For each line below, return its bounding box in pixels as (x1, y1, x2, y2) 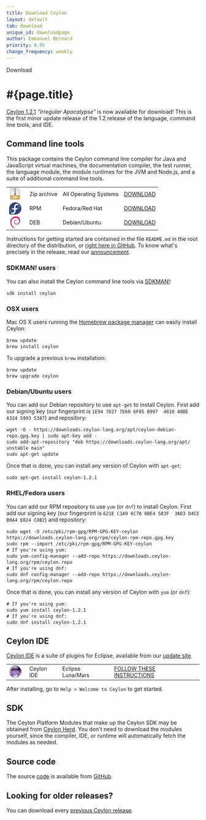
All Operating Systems (62, 190, 119, 197)
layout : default (6, 16, 48, 23)
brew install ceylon (6, 343, 59, 349)
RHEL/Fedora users (6, 489, 66, 498)
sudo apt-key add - (47, 433, 97, 439)
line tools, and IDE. (6, 121, 54, 128)
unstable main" (6, 445, 45, 452)
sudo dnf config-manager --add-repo (6, 571, 100, 577)
